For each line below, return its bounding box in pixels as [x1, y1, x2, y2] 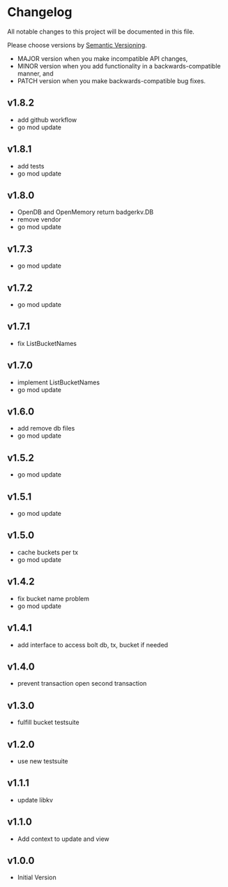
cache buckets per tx [17, 548, 79, 556]
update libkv [17, 795, 54, 804]
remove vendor [17, 215, 61, 224]
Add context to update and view [17, 835, 109, 843]
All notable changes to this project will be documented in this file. [7, 27, 195, 36]
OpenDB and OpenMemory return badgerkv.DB [17, 208, 154, 217]
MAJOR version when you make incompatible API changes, [17, 54, 188, 63]
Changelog [7, 4, 73, 20]
